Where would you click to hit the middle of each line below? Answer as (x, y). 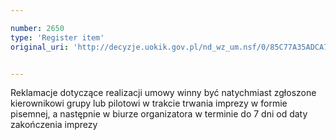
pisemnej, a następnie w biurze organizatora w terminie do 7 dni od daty (159, 114)
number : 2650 (37, 28)
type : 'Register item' (57, 37)
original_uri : (40, 47)
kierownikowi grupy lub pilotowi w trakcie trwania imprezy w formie (149, 103)
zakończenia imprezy (54, 125)
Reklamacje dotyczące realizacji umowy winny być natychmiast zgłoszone (163, 93)
